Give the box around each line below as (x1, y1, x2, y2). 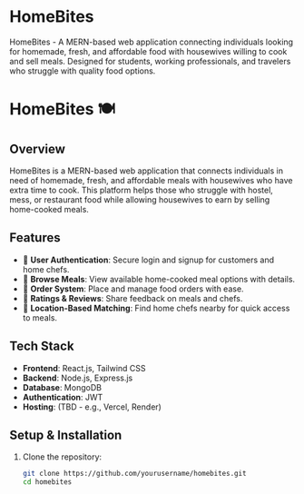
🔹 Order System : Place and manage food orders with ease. (22, 283, 244, 294)
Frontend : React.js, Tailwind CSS (22, 362, 147, 373)
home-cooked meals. (9, 203, 89, 214)
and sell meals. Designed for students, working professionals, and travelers (9, 55, 291, 66)
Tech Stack (9, 339, 74, 354)
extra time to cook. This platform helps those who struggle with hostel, (9, 184, 274, 195)
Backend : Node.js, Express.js (22, 372, 133, 383)
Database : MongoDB (22, 381, 103, 392)
